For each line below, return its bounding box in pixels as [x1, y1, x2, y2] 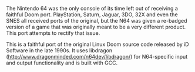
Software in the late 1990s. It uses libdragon [6, 47, 113, 54]
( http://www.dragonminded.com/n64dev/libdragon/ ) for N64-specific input [6, 53, 188, 60]
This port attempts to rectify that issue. [6, 30, 100, 37]
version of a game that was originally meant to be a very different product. [6, 23, 186, 30]
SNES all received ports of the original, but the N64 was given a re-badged [6, 17, 187, 24]
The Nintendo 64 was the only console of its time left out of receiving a [6, 5, 178, 12]
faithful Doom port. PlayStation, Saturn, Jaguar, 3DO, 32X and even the [6, 11, 178, 18]
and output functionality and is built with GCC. [6, 59, 118, 66]
